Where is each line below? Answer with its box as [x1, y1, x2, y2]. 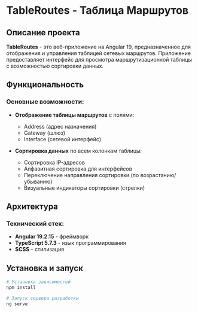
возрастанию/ [140, 171, 176, 178]
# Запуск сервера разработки [6, 295, 79, 301]
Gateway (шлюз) [23, 129, 66, 136]
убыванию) [23, 178, 53, 185]
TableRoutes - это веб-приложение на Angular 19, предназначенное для [6, 43, 191, 50]
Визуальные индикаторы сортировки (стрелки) [23, 184, 145, 192]
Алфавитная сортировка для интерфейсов [23, 165, 133, 172]
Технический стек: [6, 220, 65, 227]
